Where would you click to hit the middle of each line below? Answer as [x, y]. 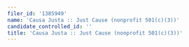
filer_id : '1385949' [37, 13]
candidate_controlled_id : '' [50, 26]
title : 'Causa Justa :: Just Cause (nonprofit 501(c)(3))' [95, 33]
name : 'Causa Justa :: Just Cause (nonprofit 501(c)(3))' [93, 20]
